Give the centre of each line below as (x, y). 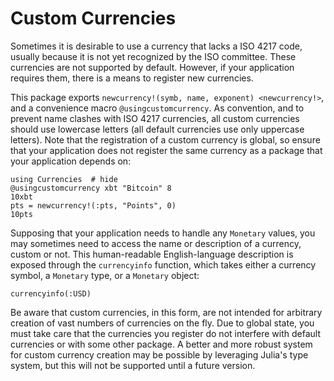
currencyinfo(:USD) (51, 293)
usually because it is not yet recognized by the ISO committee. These (153, 56)
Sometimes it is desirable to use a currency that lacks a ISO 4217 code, (156, 46)
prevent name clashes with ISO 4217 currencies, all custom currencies (155, 118)
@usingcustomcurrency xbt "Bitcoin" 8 (91, 188)
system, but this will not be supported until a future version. (133, 365)
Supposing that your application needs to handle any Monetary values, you (163, 233)
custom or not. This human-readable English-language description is (152, 254)
